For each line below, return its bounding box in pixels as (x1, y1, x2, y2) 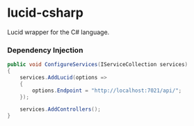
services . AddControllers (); (19, 106, 101, 113)
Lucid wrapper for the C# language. (7, 28, 110, 36)
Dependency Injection (7, 45, 83, 55)
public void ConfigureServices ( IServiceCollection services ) (7, 61, 188, 68)
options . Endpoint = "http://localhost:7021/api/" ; (32, 87, 182, 94)
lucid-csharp (7, 5, 83, 21)
